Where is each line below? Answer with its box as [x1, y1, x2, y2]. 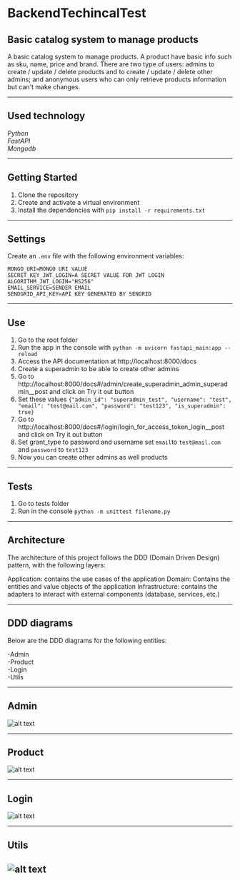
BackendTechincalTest [7, 5, 146, 21]
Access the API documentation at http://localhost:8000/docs [17, 357, 197, 365]
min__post [17, 388, 48, 396]
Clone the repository [17, 191, 79, 199]
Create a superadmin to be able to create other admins [17, 365, 179, 373]
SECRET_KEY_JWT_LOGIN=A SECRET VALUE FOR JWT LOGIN [7, 272, 164, 279]
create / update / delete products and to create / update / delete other [7, 68, 213, 76]
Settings [7, 233, 46, 246]
